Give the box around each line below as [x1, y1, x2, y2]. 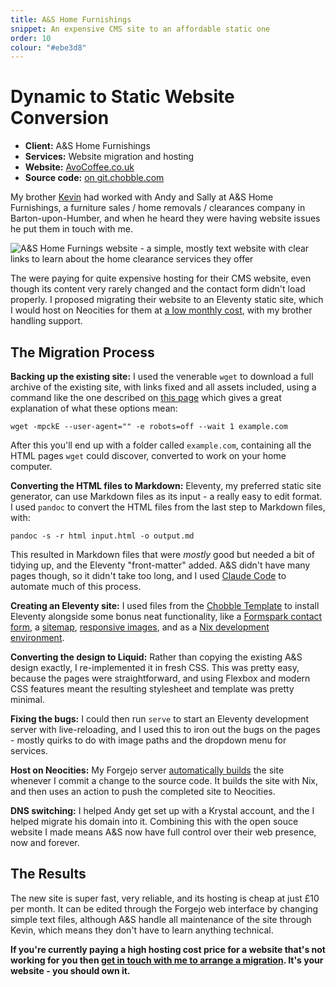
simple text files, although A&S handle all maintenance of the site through [10, 913, 312, 925]
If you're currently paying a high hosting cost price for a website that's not [10, 943, 326, 955]
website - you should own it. [10, 964, 131, 976]
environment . [10, 632, 65, 643]
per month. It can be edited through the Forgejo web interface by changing [10, 902, 319, 915]
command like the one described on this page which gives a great [10, 392, 282, 403]
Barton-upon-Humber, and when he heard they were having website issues [10, 212, 321, 225]
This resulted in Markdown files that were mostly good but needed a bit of [10, 549, 316, 560]
